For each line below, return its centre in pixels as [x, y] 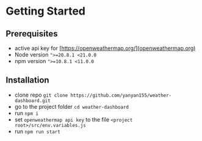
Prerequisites [32, 34]
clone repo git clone [41, 95]
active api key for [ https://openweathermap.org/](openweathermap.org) [105, 48]
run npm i [27, 113]
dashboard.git [32, 101]
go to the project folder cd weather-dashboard [72, 106]
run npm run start [37, 131]
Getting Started [46, 11]
